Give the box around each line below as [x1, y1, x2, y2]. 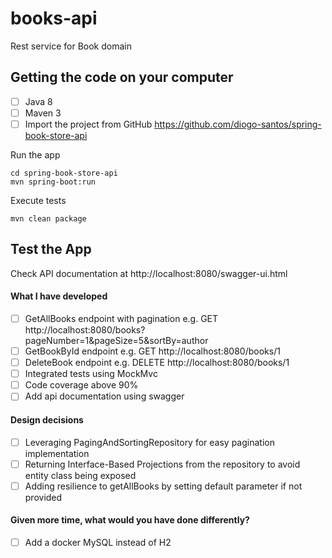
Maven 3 [24, 107, 62, 119]
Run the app [10, 148, 61, 161]
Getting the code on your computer [10, 69, 234, 86]
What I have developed [10, 290, 108, 302]
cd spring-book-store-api [10, 168, 118, 178]
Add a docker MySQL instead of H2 [24, 536, 172, 548]
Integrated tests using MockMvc [24, 368, 158, 380]
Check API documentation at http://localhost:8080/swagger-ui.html [10, 267, 288, 279]
